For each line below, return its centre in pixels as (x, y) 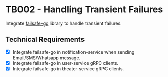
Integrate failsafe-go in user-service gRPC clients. (66, 63)
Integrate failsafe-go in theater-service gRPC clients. (68, 69)
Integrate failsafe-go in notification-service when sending (73, 52)
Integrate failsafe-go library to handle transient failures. (64, 23)
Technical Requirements (45, 40)
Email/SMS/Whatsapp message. (47, 58)
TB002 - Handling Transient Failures (84, 9)
